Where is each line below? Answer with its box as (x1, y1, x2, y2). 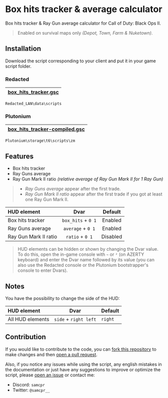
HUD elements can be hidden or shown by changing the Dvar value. (17, 246, 158, 252)
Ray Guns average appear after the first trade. (25, 186, 121, 192)
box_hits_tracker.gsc (8, 89, 59, 96)
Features (5, 152, 34, 160)
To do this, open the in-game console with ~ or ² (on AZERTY (17, 251, 144, 257)
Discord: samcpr (12, 381, 45, 387)
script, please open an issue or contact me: (5, 372, 95, 378)
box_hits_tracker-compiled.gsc (8, 126, 85, 133)
